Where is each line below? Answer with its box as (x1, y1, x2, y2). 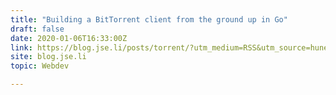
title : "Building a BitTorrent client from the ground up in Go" (10, 14, 288, 25)
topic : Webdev (10, 61, 70, 71)
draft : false (10, 24, 65, 34)
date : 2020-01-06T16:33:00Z (10, 33, 128, 43)
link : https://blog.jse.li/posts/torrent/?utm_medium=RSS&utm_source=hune (10, 42, 329, 53)
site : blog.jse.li (10, 52, 87, 62)
